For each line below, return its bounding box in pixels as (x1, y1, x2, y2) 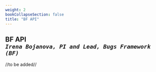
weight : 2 (5, 7, 26, 12)
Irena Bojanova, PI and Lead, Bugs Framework (5, 43, 151, 50)
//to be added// (5, 61, 37, 67)
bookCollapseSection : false (5, 12, 64, 17)
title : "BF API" (5, 16, 39, 21)
